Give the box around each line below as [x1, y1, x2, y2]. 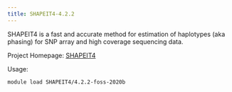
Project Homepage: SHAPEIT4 [7, 51, 96, 59]
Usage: [7, 64, 28, 73]
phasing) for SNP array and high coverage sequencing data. [7, 37, 184, 46]
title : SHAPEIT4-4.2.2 [7, 10, 75, 18]
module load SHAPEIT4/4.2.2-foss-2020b [7, 79, 126, 86]
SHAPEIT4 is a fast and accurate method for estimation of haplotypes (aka [7, 30, 226, 38]
